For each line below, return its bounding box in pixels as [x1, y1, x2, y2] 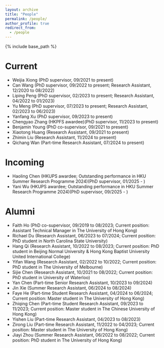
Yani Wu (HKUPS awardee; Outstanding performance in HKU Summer [12, 183, 154, 189]
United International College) [12, 254, 71, 260]
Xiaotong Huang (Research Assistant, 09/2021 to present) [12, 129, 129, 135]
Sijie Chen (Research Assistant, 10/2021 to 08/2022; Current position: [12, 269, 153, 275]
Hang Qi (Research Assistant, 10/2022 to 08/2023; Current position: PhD [12, 243, 160, 249]
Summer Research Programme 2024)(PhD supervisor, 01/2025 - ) [12, 178, 146, 184]
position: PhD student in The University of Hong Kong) [12, 337, 123, 343]
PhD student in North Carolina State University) [12, 238, 108, 244]
